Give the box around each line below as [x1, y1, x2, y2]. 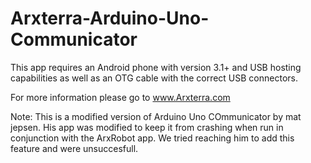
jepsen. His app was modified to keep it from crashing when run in [10, 121, 284, 133]
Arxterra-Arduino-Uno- [10, 7, 210, 30]
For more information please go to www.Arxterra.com [10, 91, 231, 103]
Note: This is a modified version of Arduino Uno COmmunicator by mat [10, 110, 302, 122]
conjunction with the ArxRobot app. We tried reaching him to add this [10, 132, 295, 144]
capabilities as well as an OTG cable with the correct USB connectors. [10, 72, 298, 84]
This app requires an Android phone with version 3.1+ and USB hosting [10, 61, 302, 73]
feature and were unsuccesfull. [10, 142, 139, 154]
